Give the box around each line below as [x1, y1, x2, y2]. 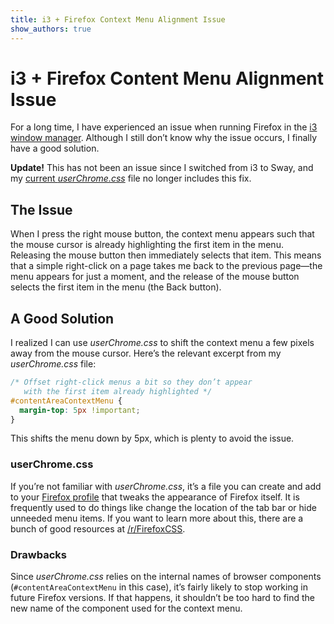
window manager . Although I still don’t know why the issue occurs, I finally [10, 132, 318, 144]
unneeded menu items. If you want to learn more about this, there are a [10, 512, 304, 524]
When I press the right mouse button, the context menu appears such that [10, 228, 315, 240]
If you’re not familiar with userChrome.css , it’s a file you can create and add [10, 480, 322, 492]
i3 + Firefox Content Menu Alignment [10, 67, 325, 90]
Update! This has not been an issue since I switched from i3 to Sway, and [10, 162, 314, 174]
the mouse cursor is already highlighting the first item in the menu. [10, 239, 284, 251]
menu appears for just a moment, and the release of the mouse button [10, 271, 300, 283]
